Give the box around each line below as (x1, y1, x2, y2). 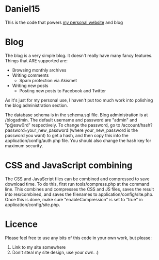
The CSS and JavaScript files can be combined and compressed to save (5, 176, 150, 182)
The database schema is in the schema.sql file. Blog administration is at (5, 112, 148, 118)
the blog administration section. (5, 102, 68, 108)
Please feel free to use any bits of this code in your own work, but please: (5, 235, 152, 241)
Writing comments (12, 72, 49, 78)
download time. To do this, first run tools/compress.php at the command (5, 181, 150, 187)
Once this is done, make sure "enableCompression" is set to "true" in (5, 196, 143, 202)
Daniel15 (5, 3, 40, 15)
